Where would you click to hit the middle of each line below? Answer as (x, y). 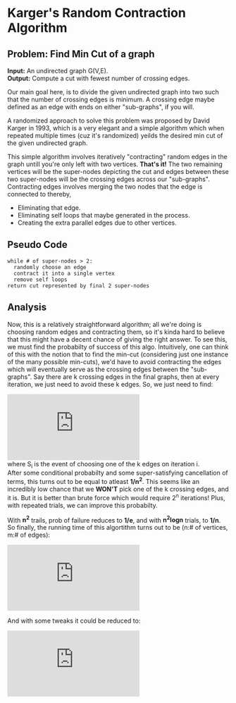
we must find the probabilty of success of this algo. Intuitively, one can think (118, 347)
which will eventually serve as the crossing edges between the (98, 369)
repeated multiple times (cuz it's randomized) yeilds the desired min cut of (115, 136)
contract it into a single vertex (64, 273)
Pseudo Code (38, 245)
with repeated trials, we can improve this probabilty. (83, 505)
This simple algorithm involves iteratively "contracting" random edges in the (117, 157)
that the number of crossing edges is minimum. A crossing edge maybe (111, 99)
